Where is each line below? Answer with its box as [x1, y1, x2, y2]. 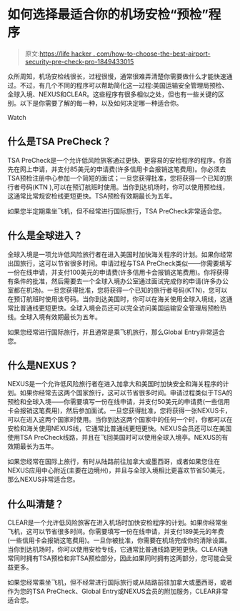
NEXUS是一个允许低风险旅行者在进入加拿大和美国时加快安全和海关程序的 [7, 380, 223, 388]
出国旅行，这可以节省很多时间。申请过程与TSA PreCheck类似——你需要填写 [7, 258, 232, 268]
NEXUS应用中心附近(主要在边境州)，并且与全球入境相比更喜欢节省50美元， [7, 466, 229, 475]
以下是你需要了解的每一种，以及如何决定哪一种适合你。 [19, 99, 183, 107]
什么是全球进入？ [7, 230, 83, 242]
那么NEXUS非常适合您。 [7, 475, 79, 484]
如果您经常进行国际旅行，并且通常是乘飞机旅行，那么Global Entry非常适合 [7, 328, 225, 336]
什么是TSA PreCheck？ [7, 136, 111, 148]
